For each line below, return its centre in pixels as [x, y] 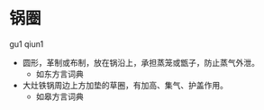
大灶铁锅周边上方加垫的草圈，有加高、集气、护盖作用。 [125, 85]
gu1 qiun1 [27, 44]
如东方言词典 [59, 74]
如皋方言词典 [59, 96]
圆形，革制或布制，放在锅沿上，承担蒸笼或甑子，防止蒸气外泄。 [141, 62]
